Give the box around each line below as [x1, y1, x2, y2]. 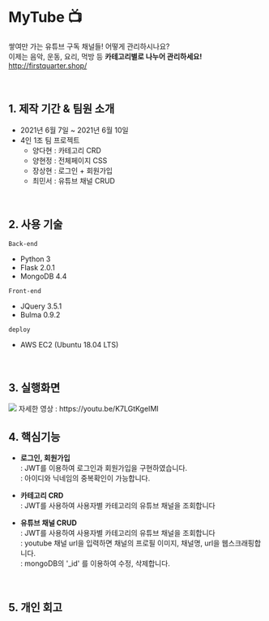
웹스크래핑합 [221, 538, 262, 548]
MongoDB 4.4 [19, 271, 67, 281]
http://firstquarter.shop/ [8, 60, 88, 71]
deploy [8, 326, 31, 334]
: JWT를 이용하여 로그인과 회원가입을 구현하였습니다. [19, 464, 188, 473]
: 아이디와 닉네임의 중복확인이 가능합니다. [19, 473, 151, 483]
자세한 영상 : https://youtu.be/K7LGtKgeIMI [18, 404, 160, 414]
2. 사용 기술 [8, 218, 63, 231]
